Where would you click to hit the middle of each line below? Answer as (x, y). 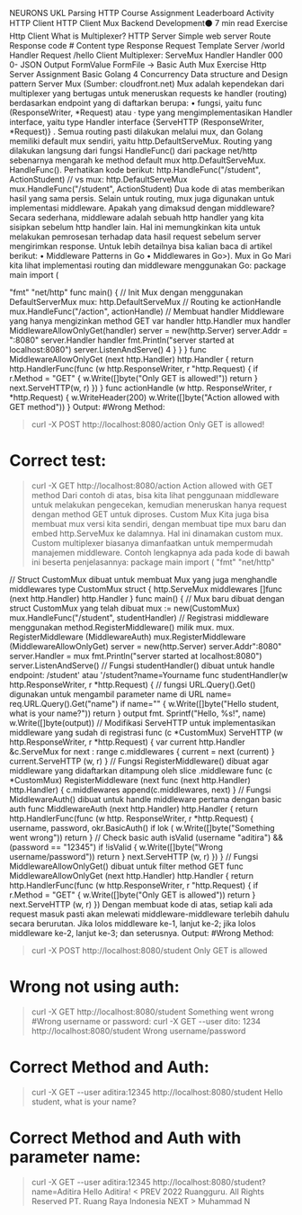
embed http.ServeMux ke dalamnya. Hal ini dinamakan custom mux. (157, 533)
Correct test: (58, 461)
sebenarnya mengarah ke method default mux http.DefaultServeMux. (138, 160)
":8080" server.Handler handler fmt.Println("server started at (122, 340)
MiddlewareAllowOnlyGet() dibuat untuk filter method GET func (127, 866)
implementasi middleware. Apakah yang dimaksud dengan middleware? (142, 208)
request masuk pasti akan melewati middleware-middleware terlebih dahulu (150, 914)
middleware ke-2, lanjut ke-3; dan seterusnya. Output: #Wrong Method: (142, 933)
